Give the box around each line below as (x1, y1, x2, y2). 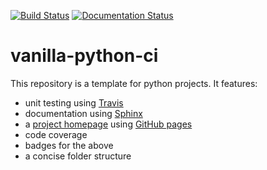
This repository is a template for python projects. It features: (10, 77, 258, 89)
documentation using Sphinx (24, 107, 143, 119)
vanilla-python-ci (10, 45, 159, 67)
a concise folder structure (24, 150, 132, 162)
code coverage (24, 128, 88, 140)
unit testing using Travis (24, 96, 124, 109)
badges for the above (24, 139, 114, 151)
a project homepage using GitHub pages (24, 118, 193, 130)
